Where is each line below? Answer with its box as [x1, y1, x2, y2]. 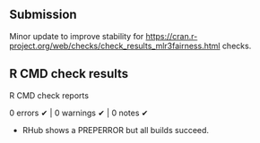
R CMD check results [9, 66, 129, 81]
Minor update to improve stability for [9, 30, 144, 41]
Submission [9, 7, 78, 22]
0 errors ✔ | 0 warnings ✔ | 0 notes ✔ [9, 107, 149, 118]
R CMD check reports [9, 89, 90, 101]
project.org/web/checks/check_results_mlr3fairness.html [9, 40, 221, 51]
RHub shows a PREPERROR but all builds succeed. [22, 124, 209, 135]
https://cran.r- [145, 30, 198, 41]
